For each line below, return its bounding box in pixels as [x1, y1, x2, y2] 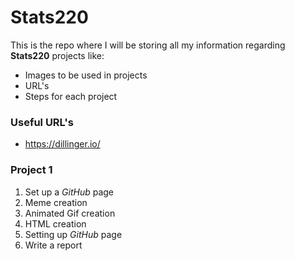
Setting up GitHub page [24, 228, 123, 240]
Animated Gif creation [24, 207, 116, 219]
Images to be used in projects [24, 69, 148, 81]
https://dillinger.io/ [24, 138, 101, 150]
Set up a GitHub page [24, 186, 115, 198]
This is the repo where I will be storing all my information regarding [10, 39, 286, 51]
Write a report [24, 239, 83, 251]
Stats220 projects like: [10, 49, 105, 61]
